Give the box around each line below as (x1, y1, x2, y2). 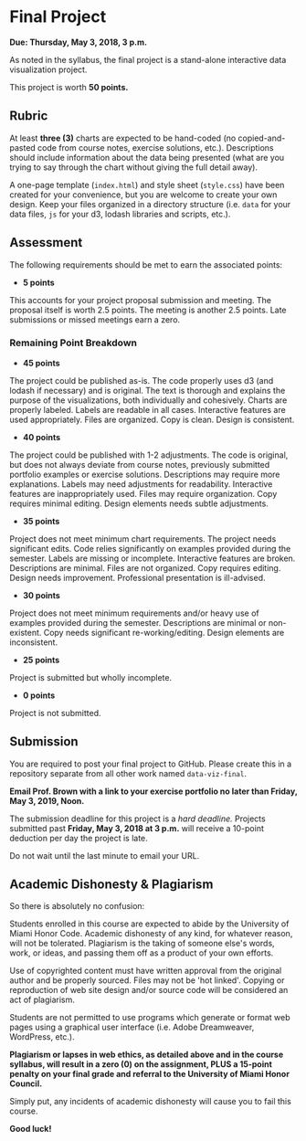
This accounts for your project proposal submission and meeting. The (9, 294, 272, 305)
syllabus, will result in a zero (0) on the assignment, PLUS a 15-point (9, 1059, 272, 1070)
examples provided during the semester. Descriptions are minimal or (9, 617, 267, 628)
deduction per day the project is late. (9, 832, 148, 843)
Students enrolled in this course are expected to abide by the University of (9, 918, 290, 929)
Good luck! (9, 1124, 52, 1135)
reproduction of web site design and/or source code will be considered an (9, 985, 289, 996)
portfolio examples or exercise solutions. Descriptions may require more (9, 469, 280, 480)
